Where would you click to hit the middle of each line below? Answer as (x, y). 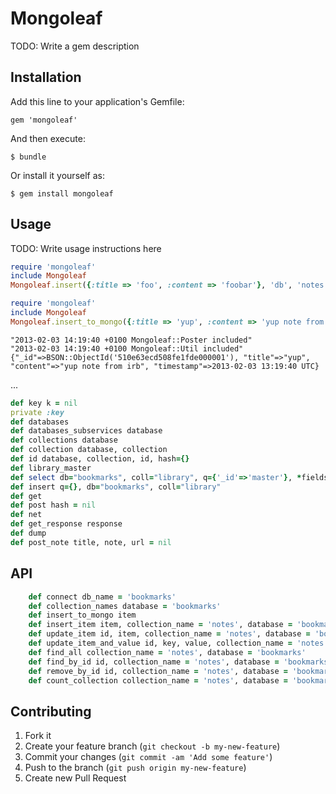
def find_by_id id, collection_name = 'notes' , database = (154, 662)
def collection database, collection (89, 450)
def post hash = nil (53, 505)
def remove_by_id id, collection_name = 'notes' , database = (158, 671)
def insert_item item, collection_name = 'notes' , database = (160, 625)
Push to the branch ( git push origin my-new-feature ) (135, 768)
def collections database (64, 440)
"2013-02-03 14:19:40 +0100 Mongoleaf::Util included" (127, 348)
